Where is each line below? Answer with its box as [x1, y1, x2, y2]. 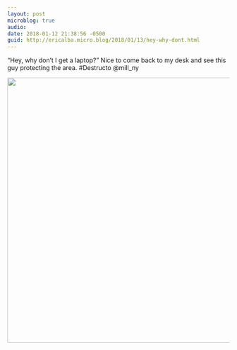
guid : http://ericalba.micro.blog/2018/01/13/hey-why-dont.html [7, 37, 200, 44]
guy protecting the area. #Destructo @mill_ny [7, 64, 140, 72]
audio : [7, 23, 27, 30]
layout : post [7, 10, 46, 18]
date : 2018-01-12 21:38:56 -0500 [7, 30, 106, 37]
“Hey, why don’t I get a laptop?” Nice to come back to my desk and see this [7, 56, 226, 64]
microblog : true [7, 17, 55, 24]
